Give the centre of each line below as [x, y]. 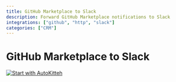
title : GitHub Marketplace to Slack [51, 11]
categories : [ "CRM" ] [32, 28]
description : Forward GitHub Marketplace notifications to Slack [88, 17]
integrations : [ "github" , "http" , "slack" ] [61, 22]
